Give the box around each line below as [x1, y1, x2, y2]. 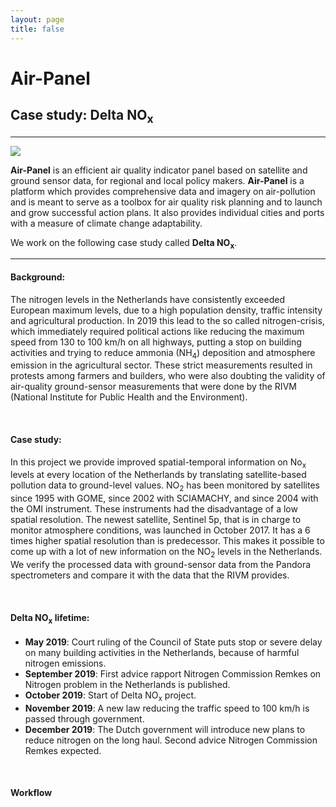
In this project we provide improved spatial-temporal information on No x [10, 456, 307, 470]
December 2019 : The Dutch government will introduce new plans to [24, 723, 306, 735]
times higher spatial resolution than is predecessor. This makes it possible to [10, 535, 325, 547]
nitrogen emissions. [24, 657, 107, 670]
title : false [10, 24, 65, 34]
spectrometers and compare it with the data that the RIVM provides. [10, 569, 290, 581]
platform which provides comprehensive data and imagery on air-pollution [10, 185, 316, 197]
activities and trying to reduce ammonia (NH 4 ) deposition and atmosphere [10, 346, 316, 361]
